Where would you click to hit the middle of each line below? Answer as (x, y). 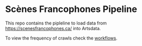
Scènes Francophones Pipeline (71, 9)
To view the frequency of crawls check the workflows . (61, 38)
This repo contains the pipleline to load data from (56, 23)
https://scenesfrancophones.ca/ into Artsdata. (53, 28)
